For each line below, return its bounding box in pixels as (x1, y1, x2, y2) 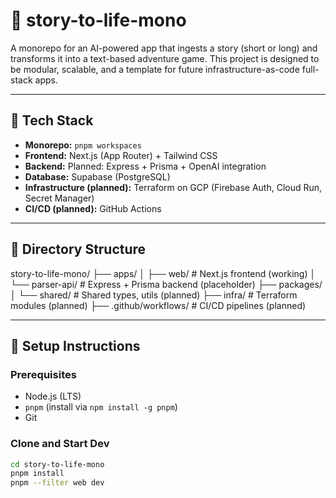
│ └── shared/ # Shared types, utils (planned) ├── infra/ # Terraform (10, 289, 298, 301)
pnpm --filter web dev (10, 478, 105, 488)
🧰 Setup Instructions (10, 337, 141, 354)
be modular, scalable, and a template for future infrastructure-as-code (10, 63, 300, 75)
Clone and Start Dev (10, 437, 110, 451)
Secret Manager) (24, 192, 95, 204)
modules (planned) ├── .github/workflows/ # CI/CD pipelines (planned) (10, 299, 307, 311)
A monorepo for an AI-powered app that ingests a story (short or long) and (10, 42, 318, 54)
